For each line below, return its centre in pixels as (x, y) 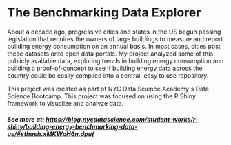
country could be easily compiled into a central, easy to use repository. (108, 75)
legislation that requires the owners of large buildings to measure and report (115, 38)
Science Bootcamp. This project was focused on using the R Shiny (102, 96)
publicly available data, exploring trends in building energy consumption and (115, 60)
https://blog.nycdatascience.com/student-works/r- (122, 119)
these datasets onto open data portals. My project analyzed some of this (110, 54)
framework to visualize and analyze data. (66, 103)
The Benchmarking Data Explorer (104, 13)
